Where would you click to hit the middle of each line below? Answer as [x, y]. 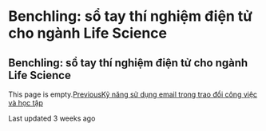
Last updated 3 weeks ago [52, 118]
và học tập [26, 103]
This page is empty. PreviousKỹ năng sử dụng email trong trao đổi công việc [133, 94]
